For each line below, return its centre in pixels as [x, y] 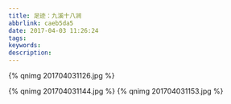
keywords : [25, 46]
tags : [17, 38]
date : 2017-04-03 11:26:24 [54, 30]
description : [30, 53]
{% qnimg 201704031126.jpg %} [62, 76]
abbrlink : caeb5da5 [41, 23]
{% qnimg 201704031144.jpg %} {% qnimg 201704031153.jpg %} [116, 91]
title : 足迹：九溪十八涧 [45, 16]
